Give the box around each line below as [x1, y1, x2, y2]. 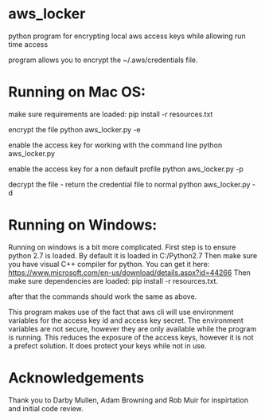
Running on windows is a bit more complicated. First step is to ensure [8, 242, 236, 252]
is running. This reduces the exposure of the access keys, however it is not [8, 332, 254, 342]
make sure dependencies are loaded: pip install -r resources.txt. [8, 276, 219, 285]
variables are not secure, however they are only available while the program [8, 324, 257, 333]
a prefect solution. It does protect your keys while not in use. [8, 340, 207, 351]
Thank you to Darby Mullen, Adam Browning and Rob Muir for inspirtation [8, 395, 249, 405]
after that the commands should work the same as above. [8, 292, 197, 301]
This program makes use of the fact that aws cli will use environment [8, 307, 234, 316]
